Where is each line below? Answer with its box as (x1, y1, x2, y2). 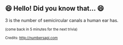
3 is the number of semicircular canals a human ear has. (5, 17, 119, 23)
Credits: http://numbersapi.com (5, 35, 58, 40)
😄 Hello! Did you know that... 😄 (5, 4, 104, 13)
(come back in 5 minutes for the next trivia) (5, 27, 77, 32)
